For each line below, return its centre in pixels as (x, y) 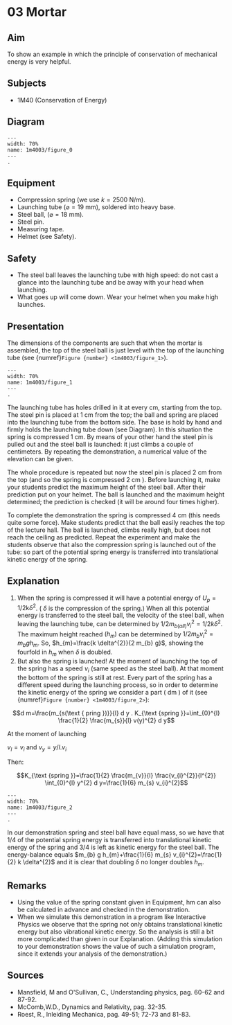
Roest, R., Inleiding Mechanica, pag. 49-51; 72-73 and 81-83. (104, 1014)
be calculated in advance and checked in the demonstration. (104, 910)
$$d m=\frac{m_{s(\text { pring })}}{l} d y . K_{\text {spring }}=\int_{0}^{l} (116, 713)
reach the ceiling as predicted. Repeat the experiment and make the (104, 537)
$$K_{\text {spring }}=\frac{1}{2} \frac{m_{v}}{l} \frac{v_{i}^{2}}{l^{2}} (116, 776)
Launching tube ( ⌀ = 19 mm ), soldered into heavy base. (96, 207)
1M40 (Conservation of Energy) (62, 100)
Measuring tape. (41, 229)
